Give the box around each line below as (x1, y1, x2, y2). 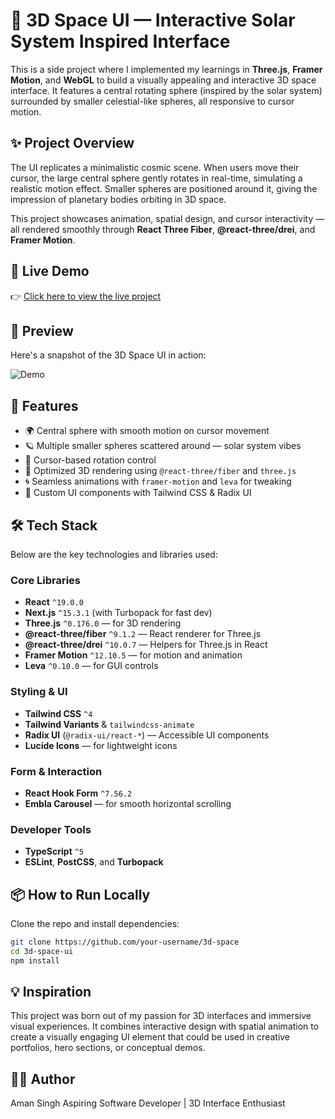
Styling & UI (10, 685, 68, 699)
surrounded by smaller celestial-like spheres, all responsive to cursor (10, 95, 295, 107)
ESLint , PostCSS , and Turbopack (24, 856, 164, 868)
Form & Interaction (10, 764, 103, 778)
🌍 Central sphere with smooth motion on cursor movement (24, 425, 270, 437)
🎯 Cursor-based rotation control (24, 454, 157, 466)
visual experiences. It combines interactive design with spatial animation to (10, 1020, 320, 1033)
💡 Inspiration (10, 984, 92, 1001)
